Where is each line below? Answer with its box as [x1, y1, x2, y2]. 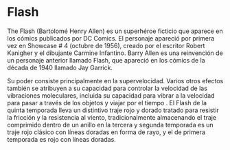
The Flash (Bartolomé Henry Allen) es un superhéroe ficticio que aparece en [7, 27, 223, 35]
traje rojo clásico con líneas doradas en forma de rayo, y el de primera [7, 128, 206, 136]
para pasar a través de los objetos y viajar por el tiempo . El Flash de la [7, 98, 207, 107]
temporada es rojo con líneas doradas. [7, 135, 117, 143]
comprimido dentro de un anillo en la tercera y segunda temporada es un [7, 120, 214, 129]
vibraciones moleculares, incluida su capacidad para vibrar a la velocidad [7, 91, 215, 100]
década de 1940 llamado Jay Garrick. [7, 63, 113, 72]
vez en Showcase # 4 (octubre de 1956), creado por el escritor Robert [7, 41, 205, 50]
